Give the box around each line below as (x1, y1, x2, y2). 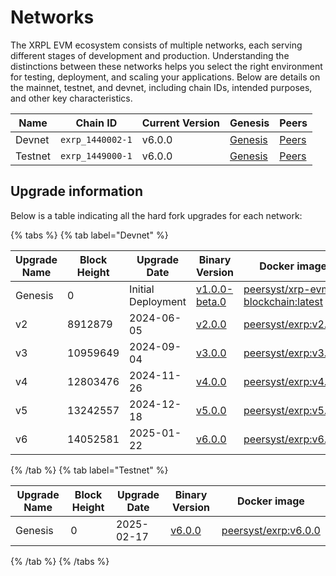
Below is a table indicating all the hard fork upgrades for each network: (10, 209, 303, 221)
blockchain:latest (243, 294, 324, 308)
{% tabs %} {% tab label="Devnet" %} (10, 229, 169, 241)
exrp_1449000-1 (60, 150, 133, 161)
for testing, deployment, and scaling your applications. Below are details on (10, 71, 321, 83)
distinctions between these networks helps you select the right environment (10, 60, 323, 72)
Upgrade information (10, 183, 143, 200)
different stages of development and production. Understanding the (10, 49, 290, 61)
